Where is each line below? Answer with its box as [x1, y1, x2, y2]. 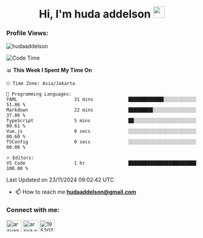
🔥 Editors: [6, 155, 35, 161]
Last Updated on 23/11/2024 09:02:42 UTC [6, 176, 114, 183]
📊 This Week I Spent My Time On [6, 67, 92, 74]
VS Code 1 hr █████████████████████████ [6, 160, 197, 166]
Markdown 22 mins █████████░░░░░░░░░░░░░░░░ [6, 107, 197, 114]
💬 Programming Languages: [6, 91, 72, 97]
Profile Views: [6, 29, 48, 38]
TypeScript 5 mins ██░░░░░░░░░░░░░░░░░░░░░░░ [6, 118, 197, 124]
